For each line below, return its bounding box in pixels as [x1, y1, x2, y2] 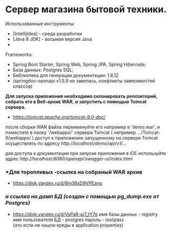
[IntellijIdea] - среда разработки [12, 30, 82, 36]
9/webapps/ [5, 134, 31, 141]
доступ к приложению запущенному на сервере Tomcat [35, 134, 158, 141]
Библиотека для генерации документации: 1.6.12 [12, 72, 119, 78]
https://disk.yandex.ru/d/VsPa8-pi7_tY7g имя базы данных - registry [12, 211, 158, 217]
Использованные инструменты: [5, 21, 75, 27]
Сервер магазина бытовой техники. [5, 4, 167, 15]
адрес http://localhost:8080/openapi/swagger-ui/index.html [5, 156, 133, 162]
